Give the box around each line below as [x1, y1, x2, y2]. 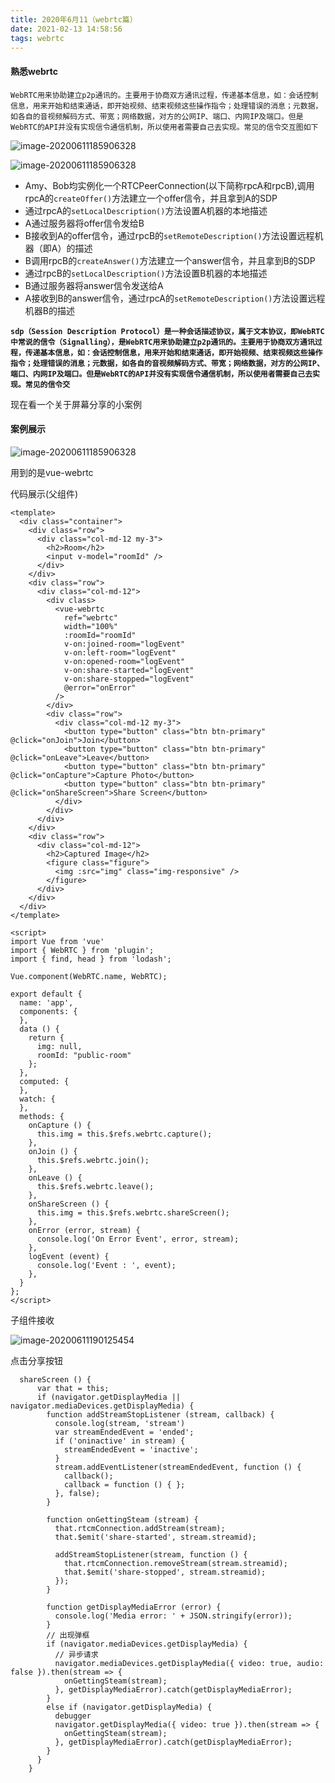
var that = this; [36, 1383, 110, 1393]
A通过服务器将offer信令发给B [24, 217, 145, 229]
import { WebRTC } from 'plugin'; [10, 945, 155, 955]
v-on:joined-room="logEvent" [63, 639, 186, 649]
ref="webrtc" [63, 612, 118, 623]
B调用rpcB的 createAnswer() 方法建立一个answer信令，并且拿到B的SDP [24, 254, 316, 266]
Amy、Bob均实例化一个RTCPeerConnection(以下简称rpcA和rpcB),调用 [24, 179, 315, 191]
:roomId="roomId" [63, 630, 137, 640]
